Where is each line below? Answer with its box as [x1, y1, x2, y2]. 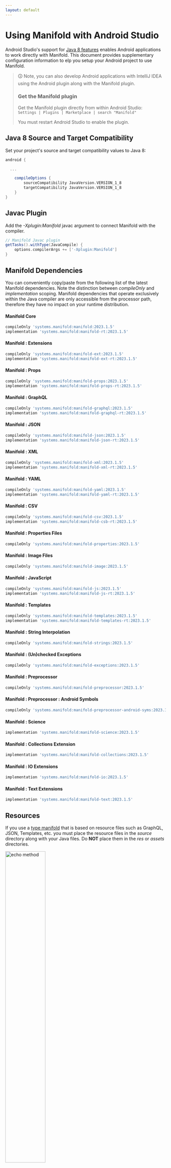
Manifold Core [5, 313, 37, 319]
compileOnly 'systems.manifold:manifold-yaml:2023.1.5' [5, 487, 126, 492]
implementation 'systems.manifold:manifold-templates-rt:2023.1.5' [5, 618, 152, 623]
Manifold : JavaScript [5, 575, 52, 581]
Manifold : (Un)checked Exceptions [5, 651, 81, 658]
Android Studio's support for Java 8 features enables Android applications [5, 46, 161, 53]
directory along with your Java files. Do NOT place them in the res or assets [5, 836, 164, 842]
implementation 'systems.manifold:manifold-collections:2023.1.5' [5, 752, 149, 758]
